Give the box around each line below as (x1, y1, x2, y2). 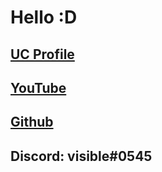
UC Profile (10, 46, 75, 63)
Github (10, 114, 54, 131)
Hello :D (10, 6, 78, 29)
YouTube (10, 79, 67, 96)
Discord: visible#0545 (10, 147, 153, 165)
